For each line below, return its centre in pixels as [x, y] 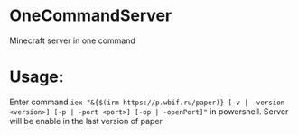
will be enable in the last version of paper [86, 121]
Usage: [37, 77]
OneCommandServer [91, 16]
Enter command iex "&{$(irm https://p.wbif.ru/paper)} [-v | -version [147, 102]
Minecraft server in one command [72, 40]
